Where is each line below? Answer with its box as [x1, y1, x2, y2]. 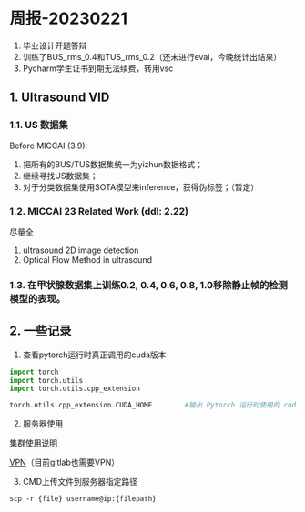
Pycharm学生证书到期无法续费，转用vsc [22, 63, 174, 74]
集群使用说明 [9, 437, 57, 448]
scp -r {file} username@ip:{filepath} [9, 495, 157, 504]
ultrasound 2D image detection [22, 245, 139, 256]
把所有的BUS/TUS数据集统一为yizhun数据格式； [22, 158, 203, 169]
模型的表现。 [9, 292, 66, 305]
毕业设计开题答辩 [22, 40, 87, 51]
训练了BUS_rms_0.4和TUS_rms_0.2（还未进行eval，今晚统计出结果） [22, 51, 282, 62]
